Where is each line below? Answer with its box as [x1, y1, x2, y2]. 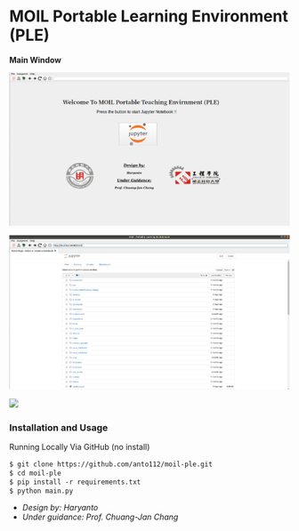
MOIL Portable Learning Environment [9, 6, 289, 27]
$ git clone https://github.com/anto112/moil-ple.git [9, 460, 214, 469]
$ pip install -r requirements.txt [9, 478, 141, 487]
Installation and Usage [9, 422, 109, 434]
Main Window [9, 54, 62, 65]
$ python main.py [9, 487, 74, 495]
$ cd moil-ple [9, 469, 62, 478]
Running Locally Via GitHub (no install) [9, 442, 150, 453]
